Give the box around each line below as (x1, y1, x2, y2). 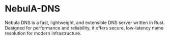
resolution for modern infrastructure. (5, 30, 82, 36)
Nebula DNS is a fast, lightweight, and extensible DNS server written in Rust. (5, 19, 165, 25)
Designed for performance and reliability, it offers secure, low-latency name (5, 24, 164, 30)
